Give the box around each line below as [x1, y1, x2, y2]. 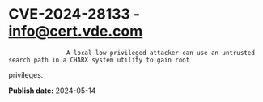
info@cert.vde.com [8, 22, 143, 40]
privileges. [8, 70, 44, 79]
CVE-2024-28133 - [8, 5, 141, 23]
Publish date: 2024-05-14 [8, 86, 96, 96]
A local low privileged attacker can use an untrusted [66, 49, 255, 57]
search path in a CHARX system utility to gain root [8, 56, 190, 64]
